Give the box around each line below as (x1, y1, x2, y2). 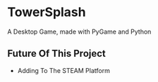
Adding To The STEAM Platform (17, 66, 111, 74)
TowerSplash (7, 4, 86, 20)
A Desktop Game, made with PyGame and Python (7, 27, 152, 36)
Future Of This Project (7, 48, 106, 60)
